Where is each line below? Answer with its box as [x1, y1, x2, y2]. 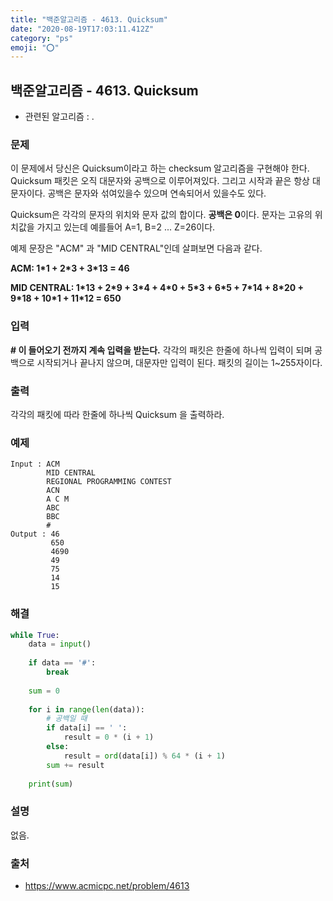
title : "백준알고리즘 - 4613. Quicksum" [10, 14, 168, 25]
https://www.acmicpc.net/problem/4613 [24, 880, 190, 892]
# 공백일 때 [46, 714, 88, 724]
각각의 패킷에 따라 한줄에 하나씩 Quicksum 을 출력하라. [10, 408, 225, 420]
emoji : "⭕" [10, 42, 60, 53]
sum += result [46, 760, 105, 770]
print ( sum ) [28, 779, 74, 789]
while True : [10, 630, 60, 640]
